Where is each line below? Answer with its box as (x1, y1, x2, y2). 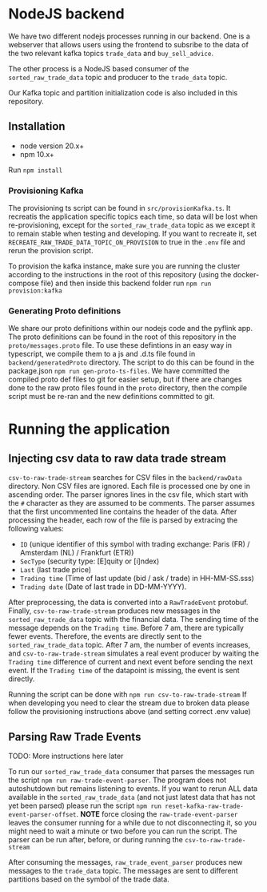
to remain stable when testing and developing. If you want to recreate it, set (8, 229, 257, 239)
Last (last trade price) (19, 565, 92, 575)
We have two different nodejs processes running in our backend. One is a (8, 31, 250, 41)
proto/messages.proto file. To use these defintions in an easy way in (8, 341, 232, 350)
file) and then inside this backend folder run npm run (41, 278, 212, 289)
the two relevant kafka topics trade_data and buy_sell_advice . (8, 48, 214, 58)
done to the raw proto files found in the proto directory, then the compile (8, 383, 248, 393)
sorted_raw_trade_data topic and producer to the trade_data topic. (8, 72, 228, 82)
